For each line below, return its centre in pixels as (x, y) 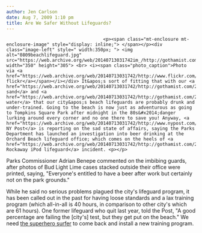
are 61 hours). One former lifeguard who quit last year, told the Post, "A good (101, 211)
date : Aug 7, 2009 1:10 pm (40, 17)
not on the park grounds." (38, 180)
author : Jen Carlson (32, 12)
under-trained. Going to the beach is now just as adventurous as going (99, 108)
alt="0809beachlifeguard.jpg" (44, 55)
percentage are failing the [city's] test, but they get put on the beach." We (98, 217)
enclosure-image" (28, 45)
